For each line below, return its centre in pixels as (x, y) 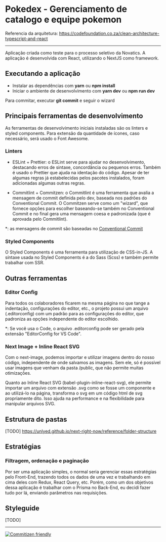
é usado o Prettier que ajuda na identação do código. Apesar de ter (81, 172)
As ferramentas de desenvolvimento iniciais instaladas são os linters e (77, 128)
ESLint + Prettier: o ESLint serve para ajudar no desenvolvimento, (79, 162)
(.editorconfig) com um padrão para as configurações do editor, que (75, 313)
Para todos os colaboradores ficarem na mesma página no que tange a (77, 303)
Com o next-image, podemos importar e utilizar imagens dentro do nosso (80, 357)
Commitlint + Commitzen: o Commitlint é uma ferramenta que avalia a (83, 193)
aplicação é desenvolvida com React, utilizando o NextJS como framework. (82, 58)
